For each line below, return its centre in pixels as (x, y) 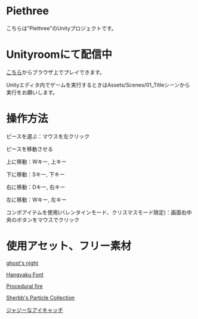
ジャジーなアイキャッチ (35, 310)
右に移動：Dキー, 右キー (36, 187)
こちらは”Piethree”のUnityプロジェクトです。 (62, 28)
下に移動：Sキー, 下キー (35, 174)
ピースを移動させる (30, 149)
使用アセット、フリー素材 (69, 246)
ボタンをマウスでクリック (48, 219)
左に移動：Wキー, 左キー (36, 199)
